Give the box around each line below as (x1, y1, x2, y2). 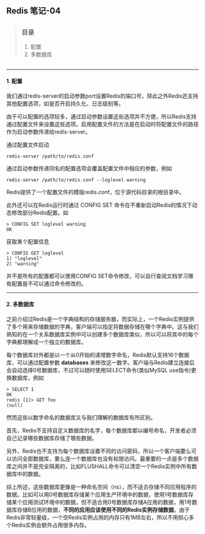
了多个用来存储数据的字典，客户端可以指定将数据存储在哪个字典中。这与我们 (6, 323, 199, 330)
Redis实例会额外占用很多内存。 (11, 521, 90, 529)
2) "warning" (6, 261, 40, 267)
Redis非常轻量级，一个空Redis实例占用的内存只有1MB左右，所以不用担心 (6, 513, 189, 521)
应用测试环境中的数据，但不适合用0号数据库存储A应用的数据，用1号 (22, 498, 192, 505)
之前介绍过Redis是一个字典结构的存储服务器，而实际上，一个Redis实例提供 (6, 315, 195, 322)
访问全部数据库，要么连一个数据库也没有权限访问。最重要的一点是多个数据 (11, 455, 199, 462)
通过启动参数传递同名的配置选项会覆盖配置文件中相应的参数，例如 (6, 164, 172, 172)
